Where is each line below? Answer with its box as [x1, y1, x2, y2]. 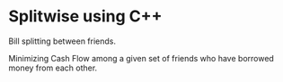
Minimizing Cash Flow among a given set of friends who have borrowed [8, 53, 275, 63]
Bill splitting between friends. [8, 36, 117, 46]
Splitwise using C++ [8, 6, 163, 27]
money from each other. [8, 62, 98, 73]
